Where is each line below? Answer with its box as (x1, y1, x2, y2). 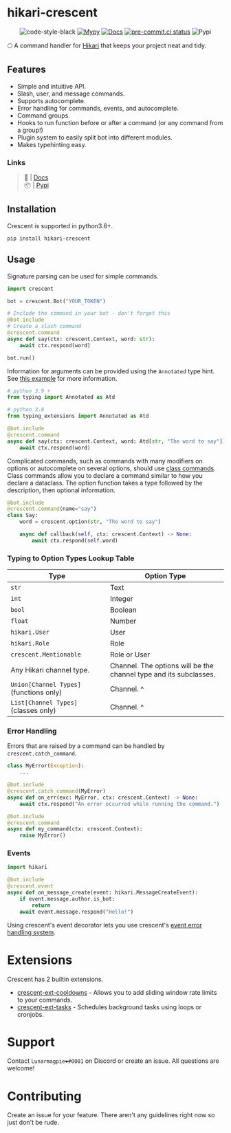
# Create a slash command (7, 323, 81, 330)
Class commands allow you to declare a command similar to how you (7, 471, 203, 479)
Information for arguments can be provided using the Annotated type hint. (7, 366, 215, 375)
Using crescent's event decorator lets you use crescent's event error (7, 921, 203, 929)
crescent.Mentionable (10, 651, 81, 659)
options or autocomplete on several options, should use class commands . (7, 464, 216, 472)
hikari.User (10, 628, 50, 637)
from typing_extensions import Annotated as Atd (7, 412, 149, 420)
